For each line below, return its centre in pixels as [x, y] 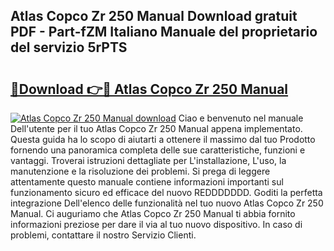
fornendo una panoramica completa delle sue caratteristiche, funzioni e [158, 150]
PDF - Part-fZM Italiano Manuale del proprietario [164, 32]
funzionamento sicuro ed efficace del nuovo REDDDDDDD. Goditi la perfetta [166, 192]
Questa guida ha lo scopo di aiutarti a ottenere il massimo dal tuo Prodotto [163, 139]
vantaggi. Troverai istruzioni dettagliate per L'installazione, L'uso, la [148, 160]
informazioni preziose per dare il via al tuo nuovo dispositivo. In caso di [156, 224]
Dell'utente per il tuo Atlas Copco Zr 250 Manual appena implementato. [156, 128]
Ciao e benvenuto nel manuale [241, 118]
